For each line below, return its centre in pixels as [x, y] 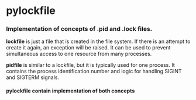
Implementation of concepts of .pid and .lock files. [79, 29]
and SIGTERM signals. [33, 77]
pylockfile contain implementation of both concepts [71, 91]
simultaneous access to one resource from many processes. [79, 54]
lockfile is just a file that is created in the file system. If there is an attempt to [98, 41]
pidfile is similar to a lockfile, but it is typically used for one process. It [91, 65]
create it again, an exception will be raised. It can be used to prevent [88, 48]
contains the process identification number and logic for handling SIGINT [94, 72]
